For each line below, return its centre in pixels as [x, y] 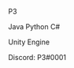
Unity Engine [29, 42]
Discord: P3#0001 [37, 57]
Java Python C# [34, 26]
